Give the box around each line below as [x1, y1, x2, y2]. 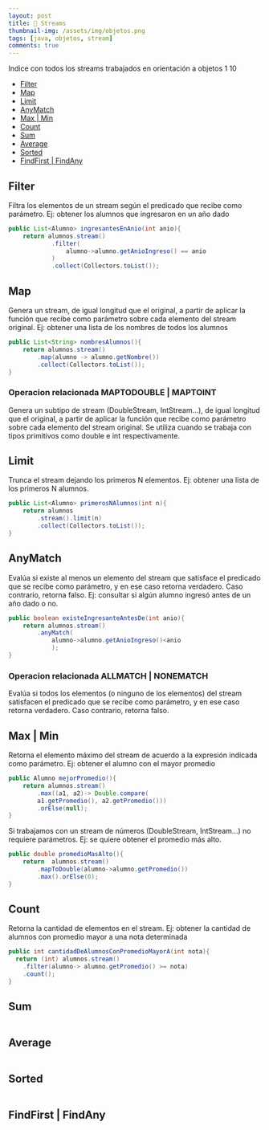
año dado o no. [8, 598, 59, 608]
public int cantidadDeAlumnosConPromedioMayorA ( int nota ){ [8, 948, 210, 956]
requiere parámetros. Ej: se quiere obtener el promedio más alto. [8, 834, 222, 844]
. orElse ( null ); [37, 804, 88, 812]
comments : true [8, 42, 59, 50]
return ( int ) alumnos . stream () [15, 955, 120, 964]
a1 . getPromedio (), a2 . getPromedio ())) [37, 797, 167, 805]
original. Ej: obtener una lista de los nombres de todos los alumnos [8, 323, 229, 332]
